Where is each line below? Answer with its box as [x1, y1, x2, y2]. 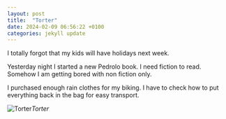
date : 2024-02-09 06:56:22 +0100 [7, 23, 105, 30]
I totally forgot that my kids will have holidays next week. [7, 49, 169, 57]
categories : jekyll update [7, 29, 86, 37]
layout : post [7, 10, 45, 17]
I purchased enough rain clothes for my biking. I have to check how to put [7, 83, 219, 92]
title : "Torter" [7, 17, 58, 24]
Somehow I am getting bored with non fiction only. [7, 70, 152, 78]
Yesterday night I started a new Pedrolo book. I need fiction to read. [7, 62, 202, 71]
